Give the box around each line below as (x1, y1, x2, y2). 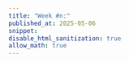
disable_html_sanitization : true (8, 34, 122, 43)
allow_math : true (8, 42, 67, 50)
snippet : (8, 27, 38, 35)
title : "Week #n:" (8, 11, 71, 20)
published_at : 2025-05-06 (8, 19, 96, 27)
